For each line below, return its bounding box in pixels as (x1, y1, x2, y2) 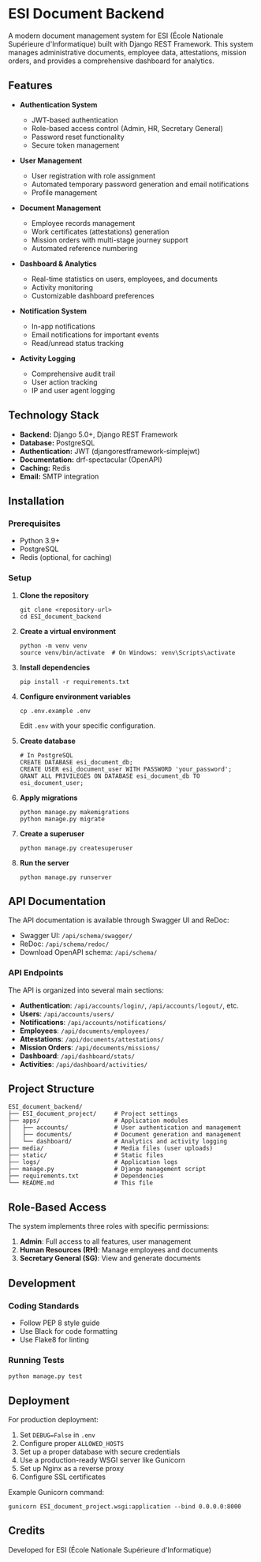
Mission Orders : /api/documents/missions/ (19, 1042, 160, 1052)
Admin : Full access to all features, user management (19, 1237, 192, 1246)
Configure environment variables (19, 692, 132, 701)
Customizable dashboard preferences (31, 291, 155, 300)
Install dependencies (19, 663, 91, 672)
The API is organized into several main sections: (8, 985, 164, 995)
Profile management (31, 187, 98, 197)
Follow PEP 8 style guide (19, 1318, 100, 1327)
